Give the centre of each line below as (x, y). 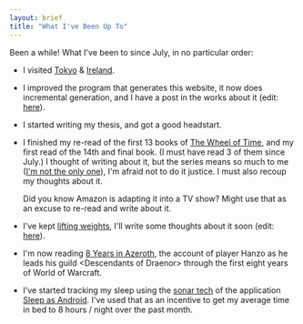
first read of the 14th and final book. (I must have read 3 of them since (154, 152)
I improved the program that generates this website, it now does (142, 87)
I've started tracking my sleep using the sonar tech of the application (151, 290)
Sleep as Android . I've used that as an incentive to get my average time (156, 299)
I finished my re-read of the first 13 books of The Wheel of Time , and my (158, 142)
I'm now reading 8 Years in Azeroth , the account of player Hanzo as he (155, 253)
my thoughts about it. (62, 181)
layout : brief (36, 18)
